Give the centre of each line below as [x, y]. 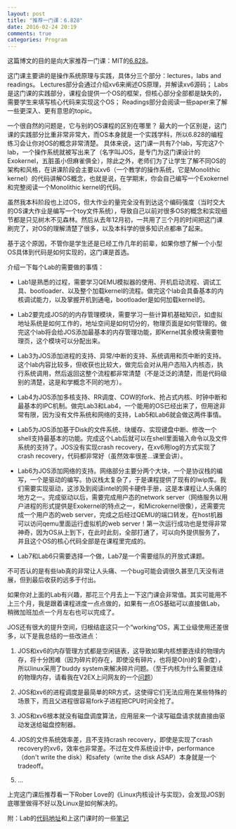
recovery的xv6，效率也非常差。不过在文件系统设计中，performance [116, 748]
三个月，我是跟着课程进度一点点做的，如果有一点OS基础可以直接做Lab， [118, 603]
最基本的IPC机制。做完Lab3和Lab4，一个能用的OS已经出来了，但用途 [118, 406]
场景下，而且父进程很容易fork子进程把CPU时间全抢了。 [97, 701]
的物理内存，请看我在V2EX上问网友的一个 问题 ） [87, 677]
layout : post [26, 14]
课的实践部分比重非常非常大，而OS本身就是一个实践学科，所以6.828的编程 [115, 135]
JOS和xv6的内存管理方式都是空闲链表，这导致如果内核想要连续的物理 [118, 651]
